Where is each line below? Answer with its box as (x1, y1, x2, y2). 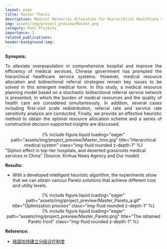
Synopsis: (5, 53, 26, 59)
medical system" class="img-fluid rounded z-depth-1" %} (24, 142, 143, 148)
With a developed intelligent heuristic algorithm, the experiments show (12, 172, 157, 178)
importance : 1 (5, 30, 35, 35)
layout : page (5, 7, 32, 12)
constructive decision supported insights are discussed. (5, 121, 120, 127)
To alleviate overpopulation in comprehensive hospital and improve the (5, 63, 162, 69)
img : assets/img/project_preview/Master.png (5, 21, 99, 26)
